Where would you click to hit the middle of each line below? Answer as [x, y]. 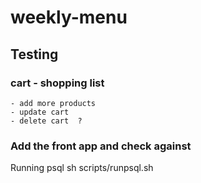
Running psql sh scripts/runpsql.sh [82, 168]
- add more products [53, 103]
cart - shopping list [57, 83]
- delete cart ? [46, 121]
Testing [34, 54]
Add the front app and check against [101, 146]
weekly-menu [69, 17]
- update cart [40, 112]
